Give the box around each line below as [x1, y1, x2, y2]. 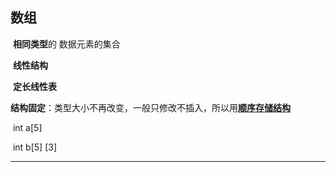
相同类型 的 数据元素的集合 [12, 38, 121, 50]
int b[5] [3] [12, 141, 58, 153]
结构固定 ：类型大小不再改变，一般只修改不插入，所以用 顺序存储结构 [10, 101, 291, 113]
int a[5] [12, 121, 43, 133]
